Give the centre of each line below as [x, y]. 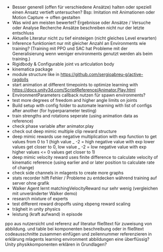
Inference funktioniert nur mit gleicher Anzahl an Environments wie [79, 43]
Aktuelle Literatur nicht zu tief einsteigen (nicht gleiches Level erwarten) [84, 38]
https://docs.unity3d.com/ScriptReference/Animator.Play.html [74, 90]
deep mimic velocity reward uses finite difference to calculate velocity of [85, 157]
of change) [23, 167]
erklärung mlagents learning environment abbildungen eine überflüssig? [77, 239]
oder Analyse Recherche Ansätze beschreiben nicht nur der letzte [78, 28]
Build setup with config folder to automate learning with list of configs [82, 105]
